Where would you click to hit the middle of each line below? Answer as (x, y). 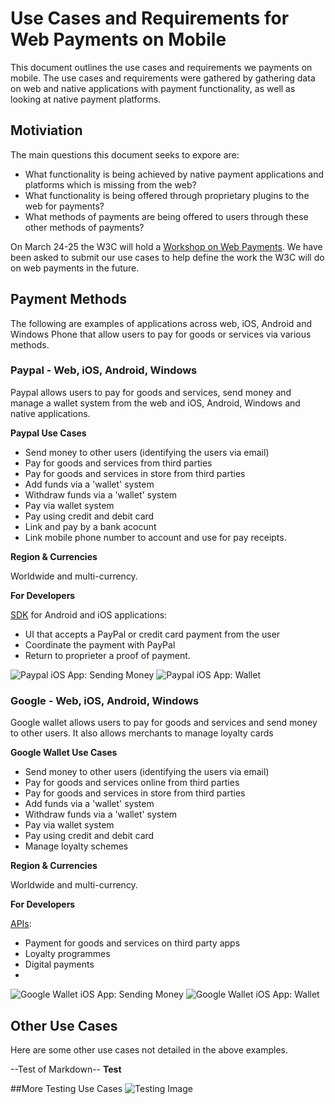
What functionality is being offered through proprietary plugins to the (167, 195)
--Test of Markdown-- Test (66, 1069)
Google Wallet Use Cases (64, 753)
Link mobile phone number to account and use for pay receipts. (155, 537)
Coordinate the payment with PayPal (100, 644)
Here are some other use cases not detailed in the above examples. (149, 1049)
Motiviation (46, 130)
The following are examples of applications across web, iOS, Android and (161, 323)
